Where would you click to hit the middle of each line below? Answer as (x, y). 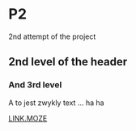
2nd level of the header (68, 62)
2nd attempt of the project (52, 36)
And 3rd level (35, 85)
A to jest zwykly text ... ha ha (56, 103)
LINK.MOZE (28, 118)
